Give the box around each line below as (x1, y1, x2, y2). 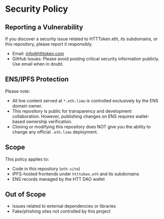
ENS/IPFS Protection (5, 75, 69, 84)
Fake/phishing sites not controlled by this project (12, 208, 111, 214)
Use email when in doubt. (12, 61, 64, 67)
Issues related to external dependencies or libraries (12, 203, 116, 209)
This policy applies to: (5, 156, 49, 162)
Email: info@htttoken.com (12, 50, 65, 56)
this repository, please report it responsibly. (5, 41, 93, 47)
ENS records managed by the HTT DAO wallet (12, 176, 105, 182)
